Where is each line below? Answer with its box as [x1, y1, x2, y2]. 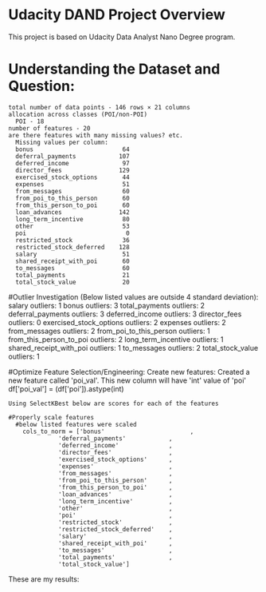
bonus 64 [15, 145, 130, 153]
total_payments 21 [15, 271, 130, 279]
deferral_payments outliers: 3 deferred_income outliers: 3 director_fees [8, 309, 242, 319]
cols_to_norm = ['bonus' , [22, 427, 194, 435]
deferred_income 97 [15, 159, 130, 167]
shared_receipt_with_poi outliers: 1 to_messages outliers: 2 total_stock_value [8, 343, 259, 352]
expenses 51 [15, 180, 130, 189]
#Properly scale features [8, 413, 94, 421]
